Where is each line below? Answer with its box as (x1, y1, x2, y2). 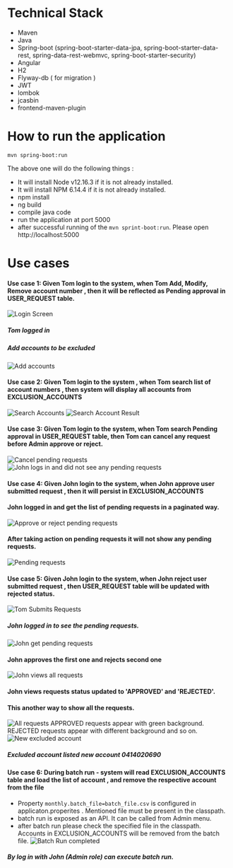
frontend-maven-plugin (17, 103, 86, 112)
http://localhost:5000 (17, 230, 80, 238)
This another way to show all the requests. (7, 703, 135, 712)
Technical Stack (7, 5, 104, 21)
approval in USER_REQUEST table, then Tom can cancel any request (7, 432, 210, 441)
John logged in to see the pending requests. (7, 621, 139, 630)
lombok (17, 88, 40, 97)
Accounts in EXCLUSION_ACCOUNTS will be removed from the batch (17, 829, 220, 838)
